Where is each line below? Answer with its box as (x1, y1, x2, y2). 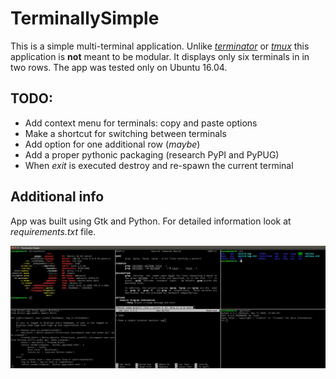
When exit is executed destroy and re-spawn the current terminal (24, 159, 294, 171)
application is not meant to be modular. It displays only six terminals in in (10, 50, 310, 62)
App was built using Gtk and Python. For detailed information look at (10, 215, 292, 227)
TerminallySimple (10, 7, 160, 30)
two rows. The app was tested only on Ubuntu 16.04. (10, 61, 228, 73)
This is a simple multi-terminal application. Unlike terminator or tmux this (10, 40, 310, 52)
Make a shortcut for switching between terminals (24, 127, 227, 139)
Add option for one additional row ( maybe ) (24, 138, 201, 150)
